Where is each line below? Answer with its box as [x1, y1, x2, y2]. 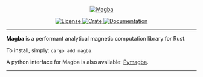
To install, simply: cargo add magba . [6, 47, 93, 54]
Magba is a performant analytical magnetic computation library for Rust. [6, 35, 186, 42]
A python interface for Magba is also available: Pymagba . [6, 58, 149, 65]
